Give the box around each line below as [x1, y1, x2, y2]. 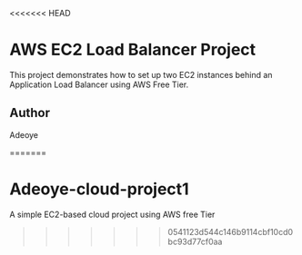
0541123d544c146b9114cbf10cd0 [167, 226, 294, 237]
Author [9, 105, 50, 121]
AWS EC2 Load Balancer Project [9, 40, 257, 60]
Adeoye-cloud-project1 [9, 179, 189, 199]
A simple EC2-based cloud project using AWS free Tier [9, 209, 216, 220]
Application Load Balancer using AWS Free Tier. [9, 79, 189, 90]
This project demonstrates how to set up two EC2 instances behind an [9, 69, 273, 80]
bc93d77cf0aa [167, 236, 223, 247]
